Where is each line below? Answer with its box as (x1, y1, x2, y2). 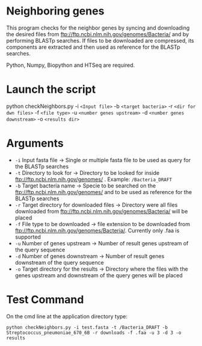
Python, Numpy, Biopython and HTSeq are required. (6, 61, 135, 69)
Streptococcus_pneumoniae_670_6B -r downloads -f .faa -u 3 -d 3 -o (6, 330, 182, 336)
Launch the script (6, 83, 96, 96)
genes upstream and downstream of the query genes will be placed (14, 271, 183, 278)
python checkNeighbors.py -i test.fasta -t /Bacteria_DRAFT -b (6, 324, 168, 330)
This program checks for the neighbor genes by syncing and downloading (6, 24, 190, 31)
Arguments (6, 137, 64, 150)
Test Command (6, 293, 84, 306)
